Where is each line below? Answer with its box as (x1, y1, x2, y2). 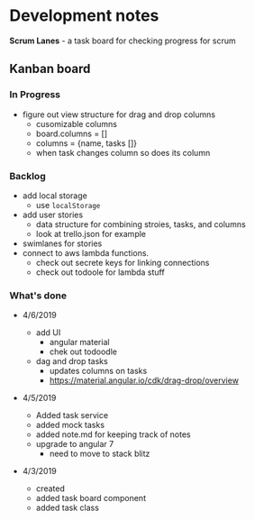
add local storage (22, 190, 87, 201)
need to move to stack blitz (49, 448, 150, 460)
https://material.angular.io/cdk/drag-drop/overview (49, 375, 239, 386)
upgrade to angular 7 (35, 439, 114, 450)
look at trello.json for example (35, 228, 147, 239)
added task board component (35, 493, 147, 504)
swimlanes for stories (22, 238, 103, 249)
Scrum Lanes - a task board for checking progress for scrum (9, 35, 236, 46)
